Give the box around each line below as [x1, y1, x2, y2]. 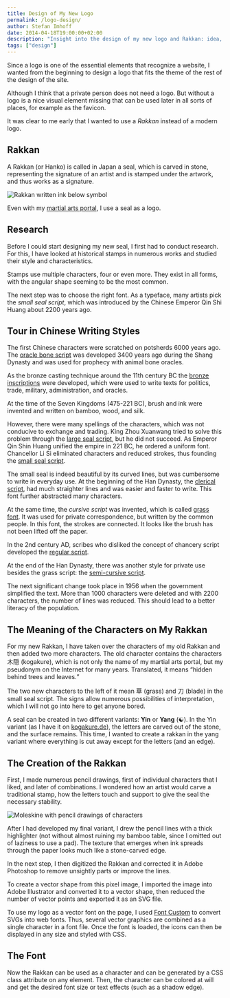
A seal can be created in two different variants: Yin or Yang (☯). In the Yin [7, 716, 216, 724]
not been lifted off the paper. [7, 528, 88, 536]
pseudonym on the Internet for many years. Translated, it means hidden [7, 665, 213, 674]
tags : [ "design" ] [7, 42, 57, 49]
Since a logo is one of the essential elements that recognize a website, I [7, 61, 210, 69]
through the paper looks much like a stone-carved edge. [7, 846, 167, 855]
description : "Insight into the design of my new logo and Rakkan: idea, [7, 36, 223, 43]
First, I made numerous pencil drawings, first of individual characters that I [7, 776, 218, 784]
